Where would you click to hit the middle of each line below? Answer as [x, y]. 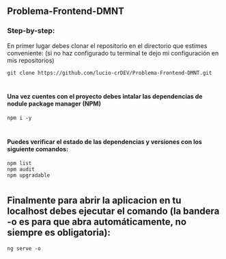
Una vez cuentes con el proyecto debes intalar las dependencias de [105, 96]
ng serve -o [24, 248]
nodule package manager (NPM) [54, 103]
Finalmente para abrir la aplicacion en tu [94, 200]
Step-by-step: [31, 31]
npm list [19, 164]
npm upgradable [29, 175]
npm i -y [19, 118]
